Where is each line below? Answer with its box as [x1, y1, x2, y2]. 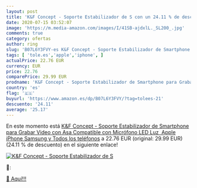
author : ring [6, 42, 38, 47]
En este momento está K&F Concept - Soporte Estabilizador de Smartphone [6, 122, 189, 129]
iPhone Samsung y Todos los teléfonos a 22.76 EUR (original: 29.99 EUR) [6, 135, 183, 142]
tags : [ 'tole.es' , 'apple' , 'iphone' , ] [6, 52, 104, 58]
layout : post [6, 8, 38, 15]
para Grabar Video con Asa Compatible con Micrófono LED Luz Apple [6, 129, 176, 136]
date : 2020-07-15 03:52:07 [6, 19, 72, 25]
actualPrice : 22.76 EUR [6, 57, 64, 63]
